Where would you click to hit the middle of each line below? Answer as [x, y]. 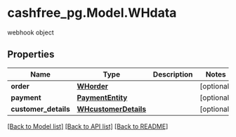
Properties [31, 54]
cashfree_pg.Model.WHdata [92, 13]
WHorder [93, 86]
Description [173, 74]
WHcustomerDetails [111, 109]
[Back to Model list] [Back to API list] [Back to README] [88, 126]
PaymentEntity [102, 98]
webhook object [31, 32]
